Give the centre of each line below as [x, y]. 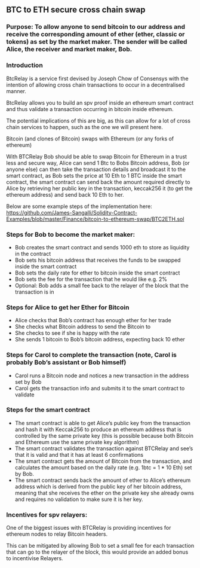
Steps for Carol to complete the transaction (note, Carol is [92, 355]
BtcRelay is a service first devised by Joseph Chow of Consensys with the [98, 78]
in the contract [33, 254]
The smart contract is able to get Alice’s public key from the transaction [103, 423]
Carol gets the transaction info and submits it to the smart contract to [100, 388]
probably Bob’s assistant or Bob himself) [66, 362]
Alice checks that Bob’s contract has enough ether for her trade [93, 320]
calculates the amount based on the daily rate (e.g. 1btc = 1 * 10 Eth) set [103, 467]
